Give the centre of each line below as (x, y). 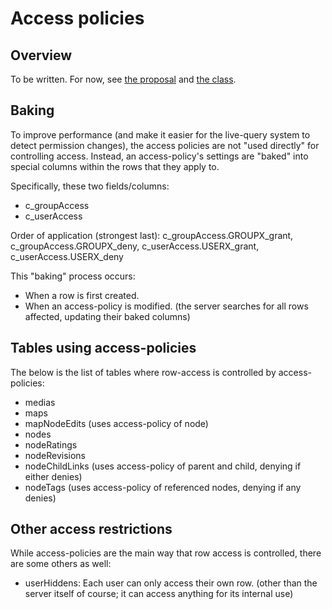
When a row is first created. (82, 295)
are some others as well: (61, 564)
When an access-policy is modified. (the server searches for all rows (166, 306)
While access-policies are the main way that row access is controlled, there (166, 553)
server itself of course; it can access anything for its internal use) (159, 594)
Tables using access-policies (103, 348)
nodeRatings (51, 444)
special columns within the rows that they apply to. (115, 166)
